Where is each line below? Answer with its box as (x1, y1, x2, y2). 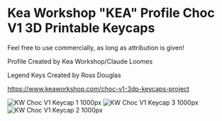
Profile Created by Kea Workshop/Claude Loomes (7, 57, 153, 65)
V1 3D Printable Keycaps (7, 20, 155, 36)
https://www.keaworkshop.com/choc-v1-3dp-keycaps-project (7, 84, 190, 93)
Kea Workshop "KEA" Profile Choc (7, 5, 215, 21)
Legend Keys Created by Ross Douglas (7, 71, 122, 79)
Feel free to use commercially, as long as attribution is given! (7, 43, 184, 52)
